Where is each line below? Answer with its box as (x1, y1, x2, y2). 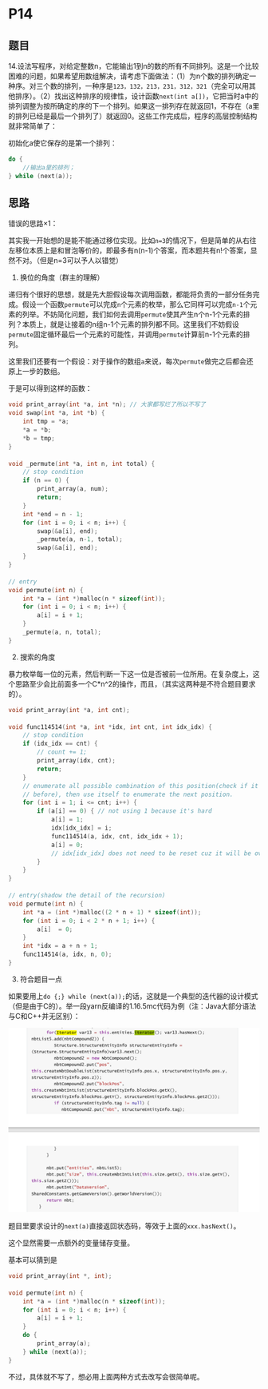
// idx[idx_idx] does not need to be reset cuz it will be (50, 849, 251, 858)
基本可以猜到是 (8, 1256, 57, 1265)
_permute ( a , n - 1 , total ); (37, 535, 124, 543)
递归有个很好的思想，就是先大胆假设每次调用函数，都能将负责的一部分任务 (8, 289, 253, 300)
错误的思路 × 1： (8, 219, 58, 229)
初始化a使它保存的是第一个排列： (8, 138, 117, 148)
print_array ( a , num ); (37, 485, 109, 493)
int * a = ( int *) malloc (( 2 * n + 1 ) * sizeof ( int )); (22, 908, 202, 916)
